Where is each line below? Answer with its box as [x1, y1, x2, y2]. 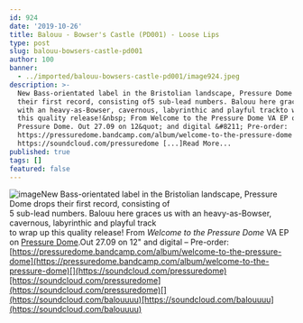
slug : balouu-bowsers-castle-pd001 [9, 47, 143, 56]
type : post [9, 38, 50, 48]
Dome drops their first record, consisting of [9, 198, 170, 209]
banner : [9, 64, 39, 73]
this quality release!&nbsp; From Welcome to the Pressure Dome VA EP [17, 114, 289, 123]
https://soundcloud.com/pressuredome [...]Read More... [17, 139, 232, 148]
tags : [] [9, 155, 42, 165]
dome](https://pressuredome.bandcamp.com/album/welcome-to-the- [9, 256, 270, 267]
